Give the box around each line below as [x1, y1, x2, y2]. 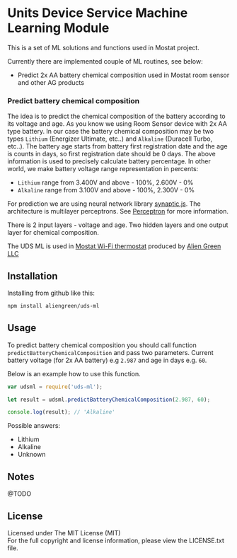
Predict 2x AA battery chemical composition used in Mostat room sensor [17, 71, 230, 79]
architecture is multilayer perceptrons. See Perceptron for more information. [7, 207, 229, 216]
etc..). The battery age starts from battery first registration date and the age [7, 142, 228, 151]
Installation [7, 270, 58, 282]
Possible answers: [7, 422, 61, 430]
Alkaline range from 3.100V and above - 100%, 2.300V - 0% [17, 186, 195, 194]
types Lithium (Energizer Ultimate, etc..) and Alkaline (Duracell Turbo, [7, 134, 213, 143]
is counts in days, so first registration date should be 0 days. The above [7, 150, 216, 158]
